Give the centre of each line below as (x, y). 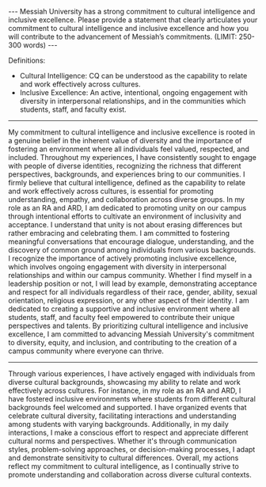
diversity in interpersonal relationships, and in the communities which (133, 101)
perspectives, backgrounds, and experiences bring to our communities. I (127, 174)
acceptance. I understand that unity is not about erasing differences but (125, 224)
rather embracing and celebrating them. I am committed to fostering (119, 233)
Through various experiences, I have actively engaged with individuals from (132, 374)
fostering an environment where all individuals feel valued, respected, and (129, 149)
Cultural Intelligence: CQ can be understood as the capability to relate (133, 76)
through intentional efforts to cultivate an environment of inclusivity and (125, 216)
